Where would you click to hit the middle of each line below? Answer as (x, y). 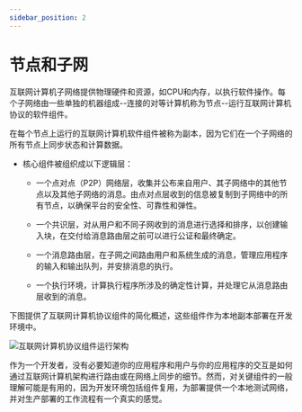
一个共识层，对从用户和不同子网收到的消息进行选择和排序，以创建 (158, 224)
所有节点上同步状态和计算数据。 (68, 144)
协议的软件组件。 (41, 114)
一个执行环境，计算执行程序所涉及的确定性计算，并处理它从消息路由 (162, 285)
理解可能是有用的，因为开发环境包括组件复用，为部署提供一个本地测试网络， (151, 387)
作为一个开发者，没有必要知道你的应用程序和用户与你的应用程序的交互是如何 (151, 364)
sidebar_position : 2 (48, 18)
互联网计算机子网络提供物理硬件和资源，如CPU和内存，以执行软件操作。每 (147, 92)
